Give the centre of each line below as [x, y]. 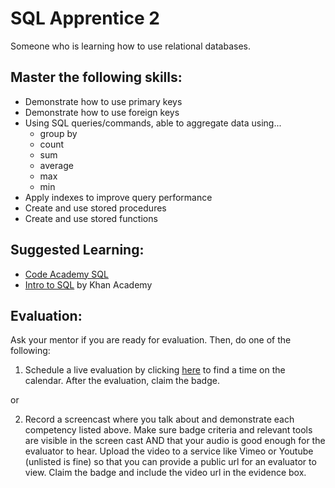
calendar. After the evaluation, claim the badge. [122, 381]
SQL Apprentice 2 [85, 18]
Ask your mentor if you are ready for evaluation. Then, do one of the [151, 340]
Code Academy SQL [66, 274]
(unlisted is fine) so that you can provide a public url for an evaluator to [170, 462]
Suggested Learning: [77, 250]
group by [58, 133]
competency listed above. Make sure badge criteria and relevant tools [168, 430]
